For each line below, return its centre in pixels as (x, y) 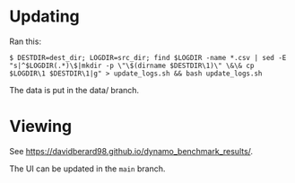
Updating (45, 17)
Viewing (41, 126)
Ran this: (26, 41)
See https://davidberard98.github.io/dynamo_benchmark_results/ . (131, 151)
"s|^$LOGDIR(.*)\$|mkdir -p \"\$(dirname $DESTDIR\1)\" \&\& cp (132, 65)
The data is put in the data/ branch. (74, 90)
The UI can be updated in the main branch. (87, 169)
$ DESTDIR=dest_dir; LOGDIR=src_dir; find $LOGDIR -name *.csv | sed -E (148, 57)
